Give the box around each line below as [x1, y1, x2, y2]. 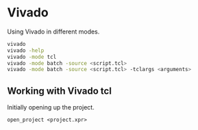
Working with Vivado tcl [7, 85, 112, 96]
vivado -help [7, 47, 45, 54]
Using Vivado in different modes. [7, 27, 100, 36]
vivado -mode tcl [7, 53, 57, 60]
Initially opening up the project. [7, 103, 95, 112]
